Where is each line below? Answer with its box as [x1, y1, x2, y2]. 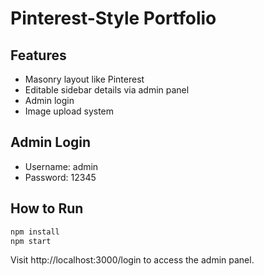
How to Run [10, 200, 84, 217]
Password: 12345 [24, 171, 97, 183]
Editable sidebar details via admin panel [24, 84, 190, 96]
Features [10, 47, 67, 64]
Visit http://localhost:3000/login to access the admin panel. [10, 254, 255, 266]
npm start [10, 236, 52, 246]
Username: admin [24, 160, 99, 172]
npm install [10, 227, 60, 237]
